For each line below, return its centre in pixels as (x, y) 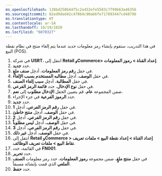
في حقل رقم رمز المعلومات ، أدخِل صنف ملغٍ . (53, 71)
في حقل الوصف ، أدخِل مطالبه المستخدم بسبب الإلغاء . (61, 76)
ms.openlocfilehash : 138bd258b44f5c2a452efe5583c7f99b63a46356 (71, 9)
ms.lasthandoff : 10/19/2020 (34, 28)
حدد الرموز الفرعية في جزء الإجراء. (44, 97)
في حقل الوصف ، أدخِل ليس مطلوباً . (45, 123)
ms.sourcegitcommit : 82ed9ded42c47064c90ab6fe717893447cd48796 (71, 14)
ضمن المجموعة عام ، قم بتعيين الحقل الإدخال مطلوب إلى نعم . (68, 91)
